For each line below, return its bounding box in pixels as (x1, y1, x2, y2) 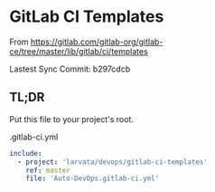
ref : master (25, 166, 70, 175)
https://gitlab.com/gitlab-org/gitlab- (30, 36, 164, 47)
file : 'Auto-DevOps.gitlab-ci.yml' (25, 174, 160, 183)
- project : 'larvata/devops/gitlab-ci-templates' (17, 157, 208, 167)
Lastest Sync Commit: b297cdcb (9, 63, 131, 74)
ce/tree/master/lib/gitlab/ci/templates (9, 45, 149, 56)
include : (9, 149, 42, 158)
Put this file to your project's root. (9, 113, 134, 124)
